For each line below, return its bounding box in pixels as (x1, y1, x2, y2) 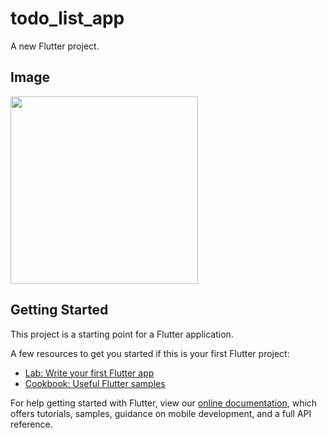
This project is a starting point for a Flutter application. (10, 328, 234, 340)
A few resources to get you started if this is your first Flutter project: (10, 347, 290, 359)
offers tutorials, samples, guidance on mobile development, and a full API (10, 407, 312, 419)
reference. (10, 418, 53, 430)
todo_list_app (10, 7, 125, 30)
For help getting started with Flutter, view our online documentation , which (10, 397, 318, 409)
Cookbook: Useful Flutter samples (24, 377, 166, 389)
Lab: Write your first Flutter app (24, 367, 155, 379)
